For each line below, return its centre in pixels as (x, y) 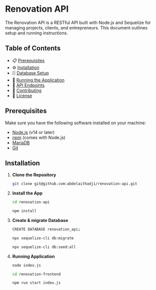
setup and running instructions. (37, 33)
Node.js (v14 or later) (33, 132)
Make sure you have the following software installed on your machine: (76, 123)
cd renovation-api (31, 202)
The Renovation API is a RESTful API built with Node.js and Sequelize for (78, 22)
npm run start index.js (36, 283)
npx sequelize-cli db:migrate (43, 238)
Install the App (27, 193)
